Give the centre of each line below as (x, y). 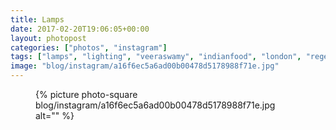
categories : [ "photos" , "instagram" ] (89, 47)
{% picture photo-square (86, 94)
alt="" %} (55, 115)
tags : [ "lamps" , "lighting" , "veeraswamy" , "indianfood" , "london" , (156, 57)
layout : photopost (48, 38)
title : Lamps (37, 19)
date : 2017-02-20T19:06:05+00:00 (80, 29)
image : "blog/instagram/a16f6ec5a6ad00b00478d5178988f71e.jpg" (145, 66)
